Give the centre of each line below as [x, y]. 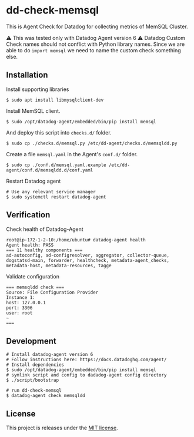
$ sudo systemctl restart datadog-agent [56, 197]
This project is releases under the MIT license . [62, 428]
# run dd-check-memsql [34, 391]
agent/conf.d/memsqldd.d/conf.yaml [50, 170]
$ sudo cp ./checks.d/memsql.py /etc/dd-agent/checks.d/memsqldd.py [92, 143]
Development [31, 341]
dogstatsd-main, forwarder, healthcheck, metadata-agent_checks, [88, 260]
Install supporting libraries [38, 89]
